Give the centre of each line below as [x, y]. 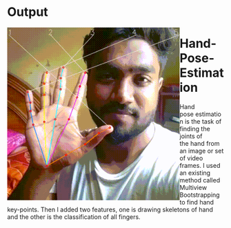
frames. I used [200, 166]
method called [200, 180]
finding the [195, 129]
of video [191, 158]
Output [28, 12]
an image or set [202, 151]
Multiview [193, 188]
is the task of [203, 122]
